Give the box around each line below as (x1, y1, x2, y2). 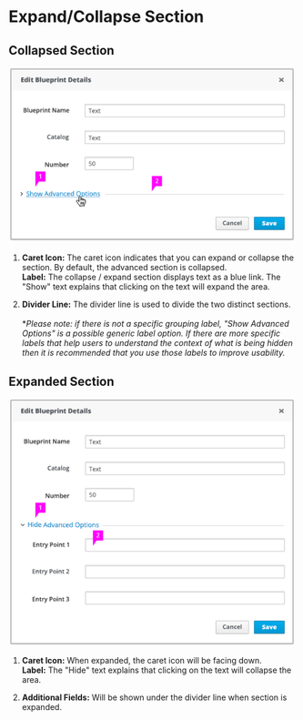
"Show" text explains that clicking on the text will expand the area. (21, 281, 270, 292)
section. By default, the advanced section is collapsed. (21, 262, 227, 273)
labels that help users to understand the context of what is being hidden (21, 338, 293, 349)
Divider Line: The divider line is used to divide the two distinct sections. (21, 299, 291, 310)
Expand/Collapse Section (8, 6, 205, 27)
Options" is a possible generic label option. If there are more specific (21, 328, 281, 339)
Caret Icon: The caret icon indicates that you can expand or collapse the (21, 252, 295, 263)
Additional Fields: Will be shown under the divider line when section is (21, 692, 288, 703)
